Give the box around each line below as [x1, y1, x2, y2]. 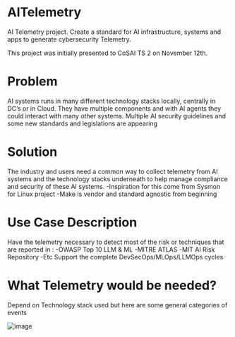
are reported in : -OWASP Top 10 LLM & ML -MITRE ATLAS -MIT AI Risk [7, 245, 215, 254]
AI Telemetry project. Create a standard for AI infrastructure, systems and [7, 27, 222, 36]
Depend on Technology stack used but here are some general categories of [7, 300, 228, 309]
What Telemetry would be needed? [7, 277, 217, 293]
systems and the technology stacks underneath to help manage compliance [7, 174, 228, 183]
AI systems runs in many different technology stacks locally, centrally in [7, 97, 216, 105]
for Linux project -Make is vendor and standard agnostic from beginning [7, 190, 217, 198]
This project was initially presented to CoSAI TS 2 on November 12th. [7, 49, 208, 57]
